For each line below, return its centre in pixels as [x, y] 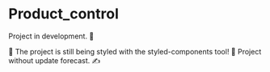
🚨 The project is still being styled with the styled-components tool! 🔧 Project [135, 51]
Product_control [63, 14]
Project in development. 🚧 [51, 36]
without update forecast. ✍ [55, 60]
